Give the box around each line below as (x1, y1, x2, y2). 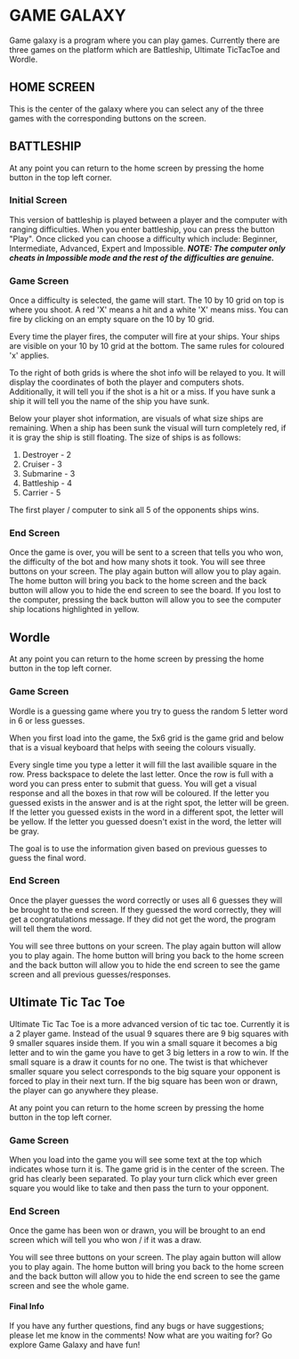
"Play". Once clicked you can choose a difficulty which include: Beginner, (9, 233, 278, 244)
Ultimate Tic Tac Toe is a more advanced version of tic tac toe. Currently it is (9, 1018, 290, 1029)
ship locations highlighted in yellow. (9, 604, 140, 615)
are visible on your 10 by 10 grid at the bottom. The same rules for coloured (9, 341, 285, 352)
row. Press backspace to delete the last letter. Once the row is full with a (9, 768, 274, 779)
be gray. (9, 825, 40, 836)
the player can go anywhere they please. (9, 1085, 158, 1096)
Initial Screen (9, 194, 68, 206)
